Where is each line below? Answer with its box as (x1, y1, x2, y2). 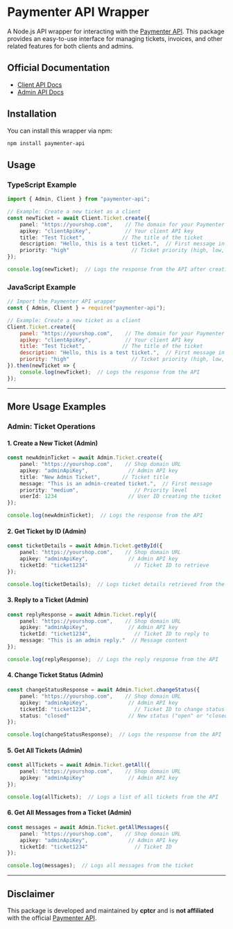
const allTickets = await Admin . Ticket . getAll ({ (7, 762, 150, 769)
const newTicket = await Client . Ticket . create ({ (7, 215, 150, 221)
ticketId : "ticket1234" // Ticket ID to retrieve (19, 562, 209, 569)
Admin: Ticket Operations (7, 421, 96, 431)
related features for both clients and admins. (7, 42, 134, 50)
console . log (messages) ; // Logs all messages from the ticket (7, 862, 194, 869)
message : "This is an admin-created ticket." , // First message (19, 480, 213, 487)
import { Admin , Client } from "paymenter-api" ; (7, 196, 150, 203)
